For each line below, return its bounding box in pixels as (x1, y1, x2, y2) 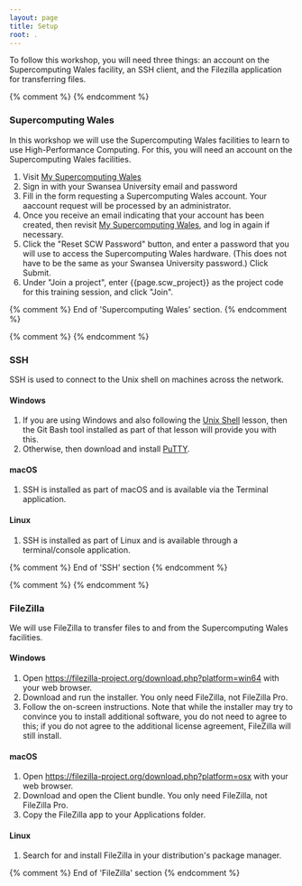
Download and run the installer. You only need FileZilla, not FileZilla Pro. (22, 692, 288, 703)
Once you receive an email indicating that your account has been (22, 210, 264, 220)
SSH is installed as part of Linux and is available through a (22, 535, 239, 546)
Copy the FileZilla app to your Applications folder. (22, 809, 206, 820)
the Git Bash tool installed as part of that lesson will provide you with (22, 424, 277, 435)
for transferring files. (9, 74, 87, 85)
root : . (9, 30, 39, 39)
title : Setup (9, 22, 59, 31)
